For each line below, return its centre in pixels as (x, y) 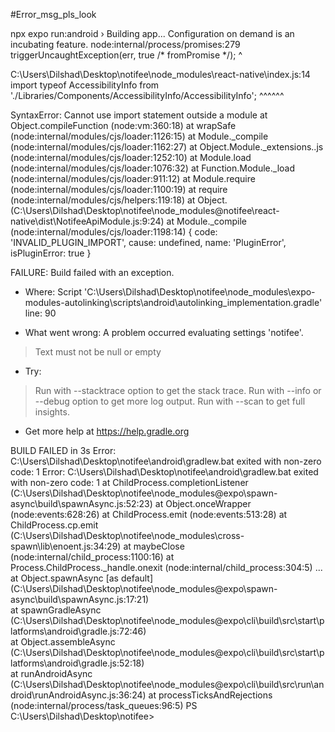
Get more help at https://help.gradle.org (107, 431)
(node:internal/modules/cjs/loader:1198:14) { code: (114, 232)
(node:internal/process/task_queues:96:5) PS (104, 705)
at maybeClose (154, 546)
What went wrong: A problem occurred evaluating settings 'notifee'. (164, 332)
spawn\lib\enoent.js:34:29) (66, 546)
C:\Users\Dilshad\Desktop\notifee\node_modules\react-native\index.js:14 (160, 74)
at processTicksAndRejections (210, 695)
